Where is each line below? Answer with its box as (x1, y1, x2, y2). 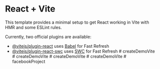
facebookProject (12, 58, 46, 64)
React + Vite (5, 3, 56, 14)
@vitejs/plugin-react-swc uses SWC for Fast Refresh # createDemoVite (12, 48, 155, 54)
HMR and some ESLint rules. (5, 24, 62, 30)
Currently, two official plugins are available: (5, 34, 92, 40)
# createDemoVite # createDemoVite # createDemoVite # (12, 53, 127, 59)
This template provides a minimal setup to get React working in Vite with (5, 19, 149, 25)
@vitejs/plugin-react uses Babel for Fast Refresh (12, 43, 110, 49)
